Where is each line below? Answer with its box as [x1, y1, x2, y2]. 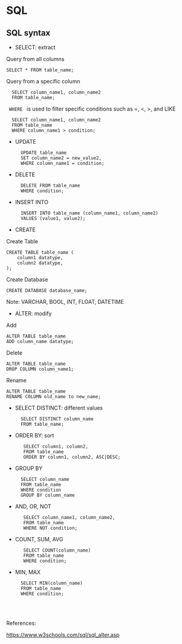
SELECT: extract [14, 43, 56, 51]
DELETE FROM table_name [20, 182, 80, 188]
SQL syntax [6, 28, 51, 38]
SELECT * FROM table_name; [6, 67, 74, 73]
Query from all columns [6, 56, 64, 62]
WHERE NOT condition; [23, 525, 78, 531]
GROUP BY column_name [20, 492, 75, 498]
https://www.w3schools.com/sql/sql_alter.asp [6, 631, 120, 638]
